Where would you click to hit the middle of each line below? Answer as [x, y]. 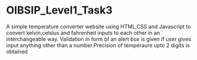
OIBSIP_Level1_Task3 [59, 10]
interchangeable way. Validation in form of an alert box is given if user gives [99, 39]
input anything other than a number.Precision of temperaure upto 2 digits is [98, 45]
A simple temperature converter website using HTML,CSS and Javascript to [99, 26]
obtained [17, 51]
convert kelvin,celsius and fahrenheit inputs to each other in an [83, 32]
